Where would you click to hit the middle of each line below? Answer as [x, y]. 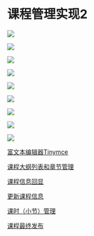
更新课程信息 [25, 196]
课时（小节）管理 [31, 211]
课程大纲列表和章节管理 [40, 167]
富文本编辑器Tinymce [38, 152]
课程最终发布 [25, 226]
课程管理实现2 [47, 14]
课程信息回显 [25, 181]
